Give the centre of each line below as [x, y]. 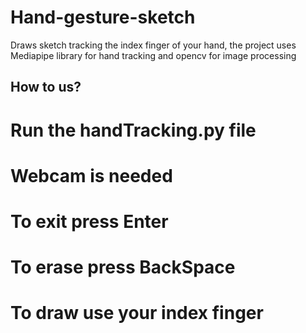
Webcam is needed [91, 175]
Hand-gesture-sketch [103, 17]
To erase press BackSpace [123, 267]
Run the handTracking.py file [133, 130]
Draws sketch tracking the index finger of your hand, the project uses [153, 45]
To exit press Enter [89, 221]
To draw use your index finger [137, 313]
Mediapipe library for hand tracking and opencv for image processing [153, 55]
